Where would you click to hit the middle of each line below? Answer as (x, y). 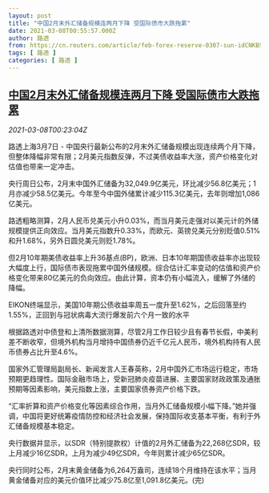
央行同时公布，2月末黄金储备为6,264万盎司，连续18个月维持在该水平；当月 (132, 470)
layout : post (30, 16)
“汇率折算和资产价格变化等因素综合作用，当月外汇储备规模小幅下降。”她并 (129, 406)
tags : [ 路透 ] (32, 53)
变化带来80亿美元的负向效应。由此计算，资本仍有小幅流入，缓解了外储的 (135, 277)
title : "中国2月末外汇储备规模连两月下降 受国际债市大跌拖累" (100, 23)
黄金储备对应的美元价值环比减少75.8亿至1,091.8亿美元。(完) (106, 480)
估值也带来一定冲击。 (43, 166)
